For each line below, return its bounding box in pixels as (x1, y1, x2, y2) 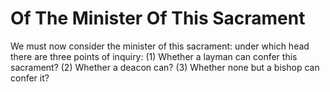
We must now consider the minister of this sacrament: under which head (10, 40, 310, 52)
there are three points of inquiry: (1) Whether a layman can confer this (10, 50, 298, 62)
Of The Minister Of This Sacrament (10, 7, 306, 30)
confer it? (10, 72, 50, 84)
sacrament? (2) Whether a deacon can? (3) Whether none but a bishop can (10, 61, 320, 73)
